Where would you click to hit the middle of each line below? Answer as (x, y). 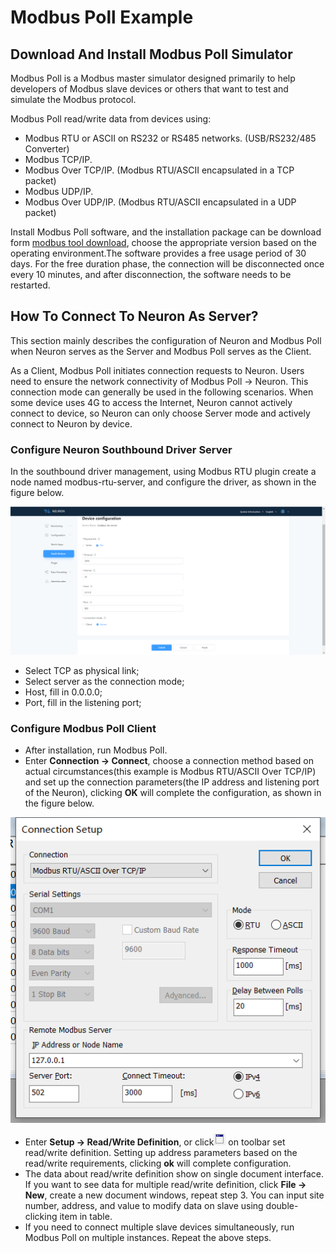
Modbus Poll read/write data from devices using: (111, 119)
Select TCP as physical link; (82, 670)
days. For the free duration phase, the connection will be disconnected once (167, 264)
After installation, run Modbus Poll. (96, 750)
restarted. (30, 285)
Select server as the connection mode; (104, 681)
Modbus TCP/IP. (58, 159)
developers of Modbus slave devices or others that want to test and (149, 89)
